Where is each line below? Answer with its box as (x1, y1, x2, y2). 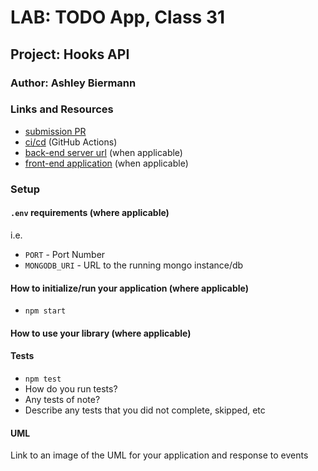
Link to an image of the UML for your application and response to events (10, 449, 309, 461)
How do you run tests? (24, 382, 118, 395)
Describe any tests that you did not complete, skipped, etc (24, 404, 266, 416)
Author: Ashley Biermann (10, 76, 137, 90)
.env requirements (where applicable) (10, 207, 170, 219)
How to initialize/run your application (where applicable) (10, 282, 249, 294)
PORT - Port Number (24, 248, 106, 260)
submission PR (24, 125, 87, 137)
